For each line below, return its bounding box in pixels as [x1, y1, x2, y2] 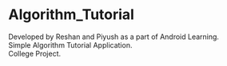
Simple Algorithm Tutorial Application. [8, 40, 133, 49]
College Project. [8, 49, 62, 58]
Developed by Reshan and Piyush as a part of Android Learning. [8, 32, 220, 41]
